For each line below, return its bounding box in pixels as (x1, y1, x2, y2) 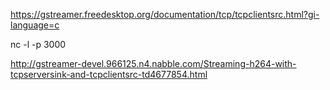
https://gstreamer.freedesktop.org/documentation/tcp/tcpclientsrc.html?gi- (10, 9, 320, 20)
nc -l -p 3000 (10, 39, 67, 50)
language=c (10, 19, 60, 31)
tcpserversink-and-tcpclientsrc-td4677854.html (10, 69, 208, 80)
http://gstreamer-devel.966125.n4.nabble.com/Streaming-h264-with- (10, 58, 297, 69)
